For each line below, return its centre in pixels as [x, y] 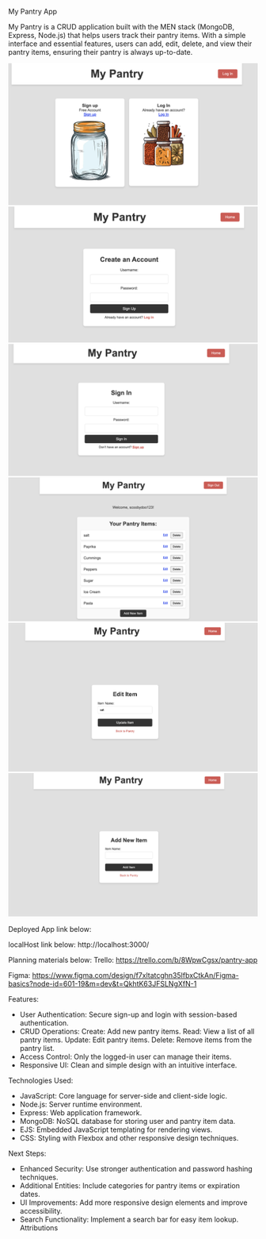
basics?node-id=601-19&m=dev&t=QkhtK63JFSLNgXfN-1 [103, 983]
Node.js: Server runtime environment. [81, 1104]
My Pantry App [33, 12]
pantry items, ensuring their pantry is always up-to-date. [101, 52]
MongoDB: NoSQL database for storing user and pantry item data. [127, 1121]
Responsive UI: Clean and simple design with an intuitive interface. [128, 1065]
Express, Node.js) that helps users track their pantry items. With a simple [127, 35]
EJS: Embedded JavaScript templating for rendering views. [116, 1129]
